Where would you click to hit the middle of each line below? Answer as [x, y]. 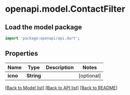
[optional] [90, 75]
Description [60, 67]
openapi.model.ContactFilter [65, 9]
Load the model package [44, 27]
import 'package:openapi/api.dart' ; [42, 38]
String [34, 75]
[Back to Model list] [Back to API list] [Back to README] [61, 88]
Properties [22, 54]
